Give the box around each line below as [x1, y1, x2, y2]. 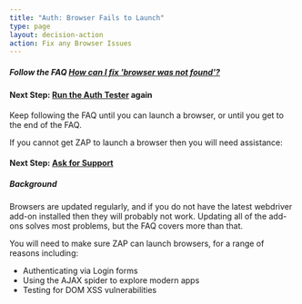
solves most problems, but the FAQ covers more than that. [25, 221, 244, 231]
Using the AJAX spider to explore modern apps [22, 275, 200, 286]
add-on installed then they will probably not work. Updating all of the [9, 211, 267, 222]
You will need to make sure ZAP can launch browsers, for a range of [9, 238, 265, 250]
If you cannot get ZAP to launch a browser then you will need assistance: [9, 137, 284, 148]
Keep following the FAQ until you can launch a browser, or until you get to [9, 110, 285, 121]
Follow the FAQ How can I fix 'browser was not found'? [9, 66, 221, 77]
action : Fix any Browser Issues [9, 38, 132, 48]
